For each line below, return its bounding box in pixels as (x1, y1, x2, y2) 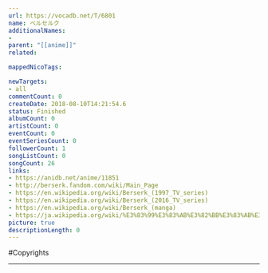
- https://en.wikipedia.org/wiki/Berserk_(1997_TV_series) (8, 189, 209, 197)
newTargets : (8, 77, 48, 85)
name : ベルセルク (8, 19, 60, 27)
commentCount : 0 (8, 93, 62, 101)
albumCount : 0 (8, 115, 56, 123)
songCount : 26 (8, 159, 56, 168)
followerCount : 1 (8, 144, 66, 152)
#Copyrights (8, 248, 49, 258)
